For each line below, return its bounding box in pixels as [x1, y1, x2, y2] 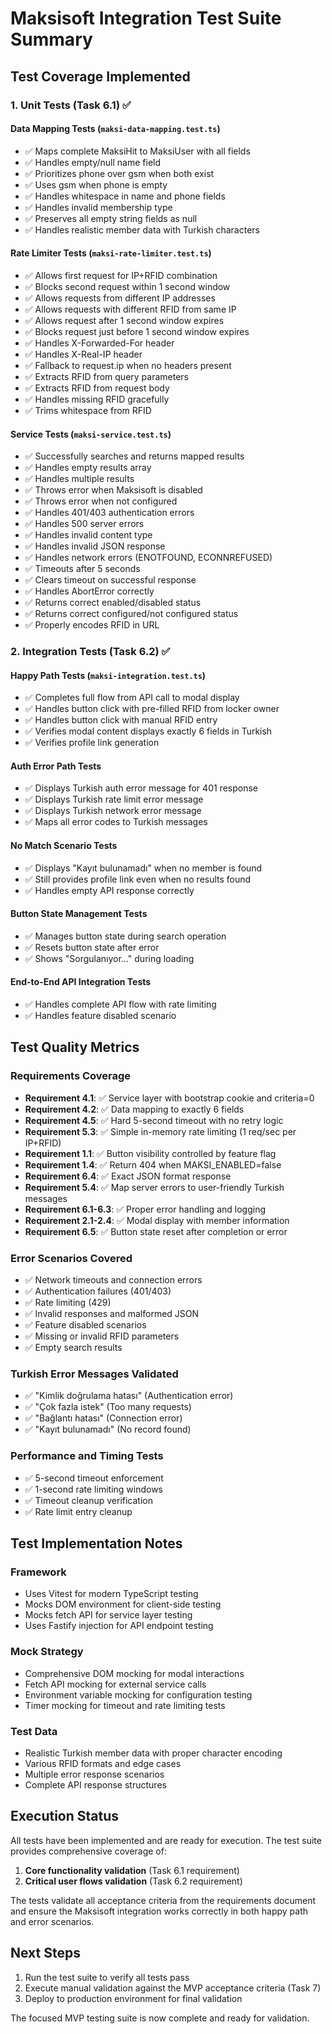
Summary [10, 28, 93, 51]
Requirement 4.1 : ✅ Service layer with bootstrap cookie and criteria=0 [24, 1092, 315, 1104]
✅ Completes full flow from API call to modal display [24, 692, 240, 704]
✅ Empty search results [24, 1342, 123, 1354]
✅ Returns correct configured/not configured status [24, 608, 239, 620]
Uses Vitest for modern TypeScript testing [24, 1588, 199, 1600]
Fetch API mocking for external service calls [24, 1678, 207, 1690]
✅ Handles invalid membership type [24, 201, 173, 213]
